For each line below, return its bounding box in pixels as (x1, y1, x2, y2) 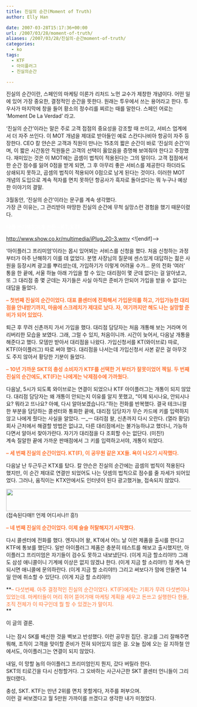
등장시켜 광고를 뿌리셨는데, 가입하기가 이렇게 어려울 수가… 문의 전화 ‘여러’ (16, 262, 185, 269)
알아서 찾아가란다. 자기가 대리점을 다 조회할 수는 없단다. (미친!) (21, 430, 165, 437)
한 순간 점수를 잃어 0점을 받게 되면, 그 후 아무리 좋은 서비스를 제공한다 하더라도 (6, 162, 186, 169)
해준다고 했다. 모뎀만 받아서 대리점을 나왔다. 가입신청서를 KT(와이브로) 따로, (6, 339, 179, 346)
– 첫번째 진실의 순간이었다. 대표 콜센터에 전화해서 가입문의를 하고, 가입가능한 (6, 296, 179, 304)
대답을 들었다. (6, 284, 38, 291)
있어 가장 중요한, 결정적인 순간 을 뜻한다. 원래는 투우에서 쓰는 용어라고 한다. (12, 98, 183, 105)
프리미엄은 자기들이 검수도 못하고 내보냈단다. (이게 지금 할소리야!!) (26, 551, 177, 559)
